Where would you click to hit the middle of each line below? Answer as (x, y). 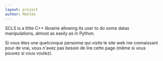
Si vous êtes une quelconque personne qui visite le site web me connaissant (81, 42)
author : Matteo (20, 14)
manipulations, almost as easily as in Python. (50, 33)
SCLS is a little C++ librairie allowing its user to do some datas (67, 28)
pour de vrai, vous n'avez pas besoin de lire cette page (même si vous (75, 48)
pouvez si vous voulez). (29, 53)
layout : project (21, 10)
